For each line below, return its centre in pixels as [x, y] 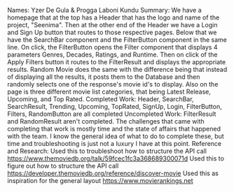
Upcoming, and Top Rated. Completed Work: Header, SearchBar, [101, 99]
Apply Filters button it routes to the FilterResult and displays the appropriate [117, 62]
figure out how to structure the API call [63, 166]
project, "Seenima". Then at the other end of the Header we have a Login [112, 25]
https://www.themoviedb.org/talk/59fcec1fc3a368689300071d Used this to [116, 158]
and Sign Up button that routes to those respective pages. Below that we [112, 32]
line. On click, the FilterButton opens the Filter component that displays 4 [112, 47]
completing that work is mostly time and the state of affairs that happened [114, 129]
